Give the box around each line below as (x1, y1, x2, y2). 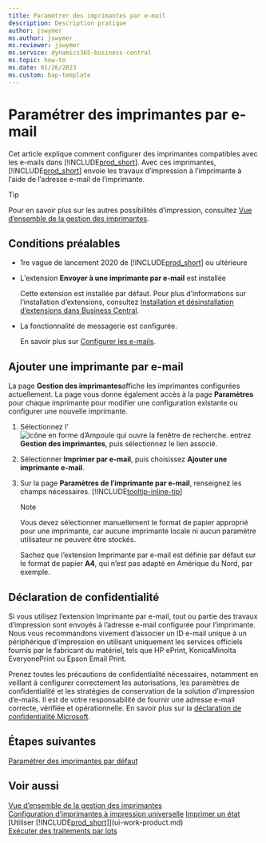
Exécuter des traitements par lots (8, 825, 117, 835)
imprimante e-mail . (19, 463, 85, 473)
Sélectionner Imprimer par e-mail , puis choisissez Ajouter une (19, 454, 228, 464)
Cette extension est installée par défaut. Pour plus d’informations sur (19, 289, 247, 299)
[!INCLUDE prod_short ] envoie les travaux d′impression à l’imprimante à (8, 165, 242, 176)
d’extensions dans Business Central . (19, 306, 140, 315)
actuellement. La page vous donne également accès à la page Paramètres (8, 390, 254, 399)
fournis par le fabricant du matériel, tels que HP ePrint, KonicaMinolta (8, 646, 237, 655)
